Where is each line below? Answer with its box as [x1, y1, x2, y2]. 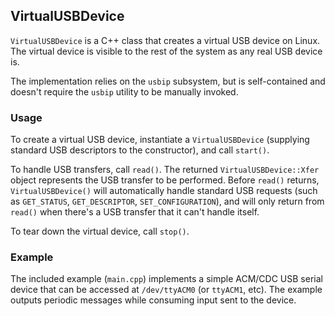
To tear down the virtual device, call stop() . [10, 225, 190, 238]
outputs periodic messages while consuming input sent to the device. [10, 294, 297, 306]
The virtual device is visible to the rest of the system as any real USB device [10, 45, 323, 57]
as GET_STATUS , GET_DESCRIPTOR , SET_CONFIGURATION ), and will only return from [10, 195, 325, 208]
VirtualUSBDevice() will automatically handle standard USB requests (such [10, 185, 318, 197]
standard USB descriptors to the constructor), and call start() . [10, 144, 270, 156]
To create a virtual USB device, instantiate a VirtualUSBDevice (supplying [10, 134, 310, 146]
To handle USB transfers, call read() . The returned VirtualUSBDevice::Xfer [10, 164, 320, 176]
